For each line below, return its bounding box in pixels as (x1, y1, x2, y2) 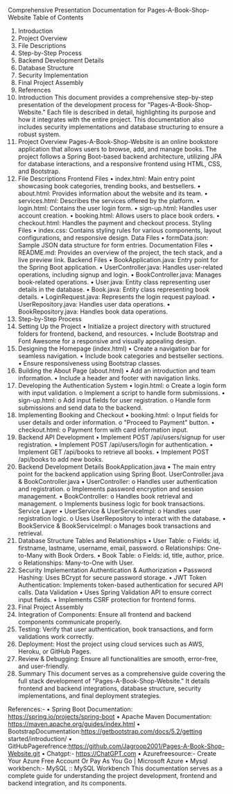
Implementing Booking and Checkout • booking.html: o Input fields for (17, 411, 218, 419)
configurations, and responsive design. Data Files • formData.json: (17, 234, 209, 242)
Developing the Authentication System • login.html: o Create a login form (17, 382, 227, 389)
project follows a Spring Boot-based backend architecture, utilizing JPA (17, 152, 223, 161)
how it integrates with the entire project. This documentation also (17, 115, 204, 124)
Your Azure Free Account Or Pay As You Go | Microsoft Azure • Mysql (8, 757, 208, 765)
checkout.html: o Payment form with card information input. (17, 426, 189, 434)
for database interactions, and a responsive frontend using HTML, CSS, (17, 160, 223, 168)
